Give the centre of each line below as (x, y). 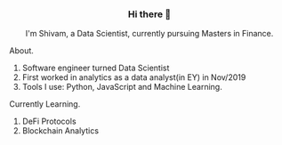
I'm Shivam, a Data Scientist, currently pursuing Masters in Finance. (149, 34)
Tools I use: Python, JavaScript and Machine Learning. (122, 87)
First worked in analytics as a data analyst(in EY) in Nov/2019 (134, 77)
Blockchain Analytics (60, 131)
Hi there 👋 (149, 14)
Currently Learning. (45, 104)
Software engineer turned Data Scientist (96, 68)
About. (21, 51)
